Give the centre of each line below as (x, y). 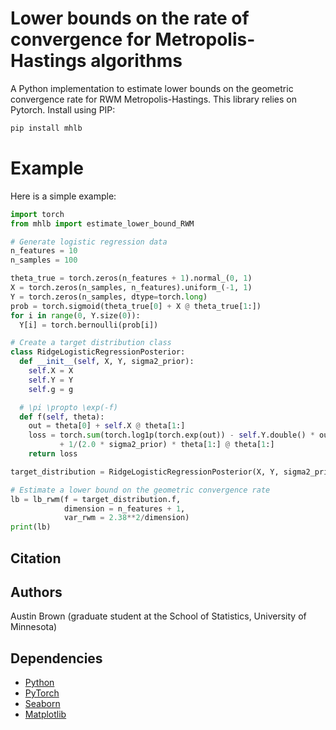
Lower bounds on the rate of (130, 18)
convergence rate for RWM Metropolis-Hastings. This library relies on (154, 99)
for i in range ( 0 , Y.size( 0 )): (75, 315)
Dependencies (56, 658)
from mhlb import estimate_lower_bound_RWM (102, 223)
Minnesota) (34, 627)
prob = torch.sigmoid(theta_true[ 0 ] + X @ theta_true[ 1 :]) (136, 306)
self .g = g (51, 389)
